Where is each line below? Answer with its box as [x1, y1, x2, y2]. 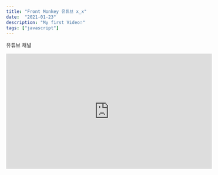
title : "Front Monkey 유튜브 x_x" [6, 8, 87, 15]
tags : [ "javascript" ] [6, 25, 59, 31]
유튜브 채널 [6, 42, 32, 49]
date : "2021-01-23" [6, 14, 57, 20]
